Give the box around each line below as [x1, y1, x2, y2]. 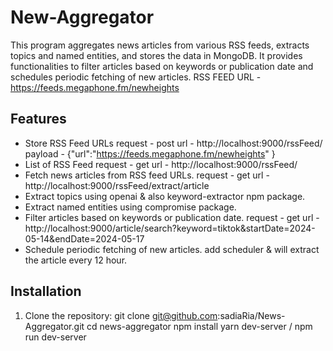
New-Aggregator [10, 6, 155, 29]
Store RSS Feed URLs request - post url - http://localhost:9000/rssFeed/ [24, 137, 323, 149]
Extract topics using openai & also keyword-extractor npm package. [24, 190, 306, 202]
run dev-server [24, 331, 87, 343]
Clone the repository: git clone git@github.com [24, 309, 218, 321]
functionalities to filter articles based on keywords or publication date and [10, 60, 314, 72]
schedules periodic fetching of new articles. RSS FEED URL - [10, 71, 262, 83]
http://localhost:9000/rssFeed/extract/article [24, 179, 210, 191]
